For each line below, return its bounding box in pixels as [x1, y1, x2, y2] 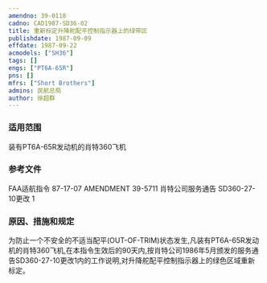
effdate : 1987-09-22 [8, 42, 78, 50]
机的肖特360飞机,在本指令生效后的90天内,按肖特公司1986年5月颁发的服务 [8, 246, 252, 256]
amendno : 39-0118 [8, 11, 67, 20]
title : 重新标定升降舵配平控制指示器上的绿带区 [8, 27, 148, 35]
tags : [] [8, 57, 38, 65]
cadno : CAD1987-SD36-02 [8, 19, 88, 27]
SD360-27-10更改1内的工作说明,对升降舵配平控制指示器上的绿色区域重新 [14, 256, 256, 265]
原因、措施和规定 [8, 215, 75, 227]
